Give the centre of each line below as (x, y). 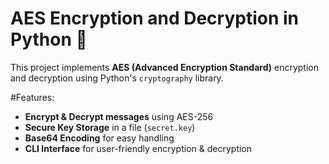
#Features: (32, 97)
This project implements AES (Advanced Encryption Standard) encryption (164, 67)
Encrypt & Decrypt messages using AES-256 (119, 116)
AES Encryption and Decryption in (155, 18)
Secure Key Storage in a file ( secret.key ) (110, 127)
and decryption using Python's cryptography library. (117, 78)
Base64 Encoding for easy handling (99, 138)
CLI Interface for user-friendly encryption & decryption (138, 148)
